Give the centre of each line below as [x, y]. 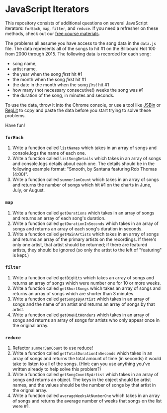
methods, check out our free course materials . [53, 33]
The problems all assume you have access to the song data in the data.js [81, 43]
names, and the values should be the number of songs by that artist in [84, 385]
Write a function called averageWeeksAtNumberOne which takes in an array [86, 396]
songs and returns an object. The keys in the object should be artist [82, 380]
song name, [24, 63]
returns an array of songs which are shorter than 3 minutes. [74, 293]
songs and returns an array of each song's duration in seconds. [78, 228]
